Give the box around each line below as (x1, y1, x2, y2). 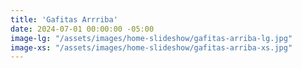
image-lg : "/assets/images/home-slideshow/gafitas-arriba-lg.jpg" (10, 33, 293, 43)
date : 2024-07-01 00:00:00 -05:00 (10, 24, 155, 34)
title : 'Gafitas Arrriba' (10, 14, 118, 25)
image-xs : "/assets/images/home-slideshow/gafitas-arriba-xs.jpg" (10, 42, 293, 53)
